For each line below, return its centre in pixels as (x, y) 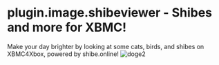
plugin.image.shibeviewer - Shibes (110, 13)
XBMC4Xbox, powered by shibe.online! (63, 54)
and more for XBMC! (67, 27)
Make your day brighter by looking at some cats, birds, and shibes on (106, 46)
